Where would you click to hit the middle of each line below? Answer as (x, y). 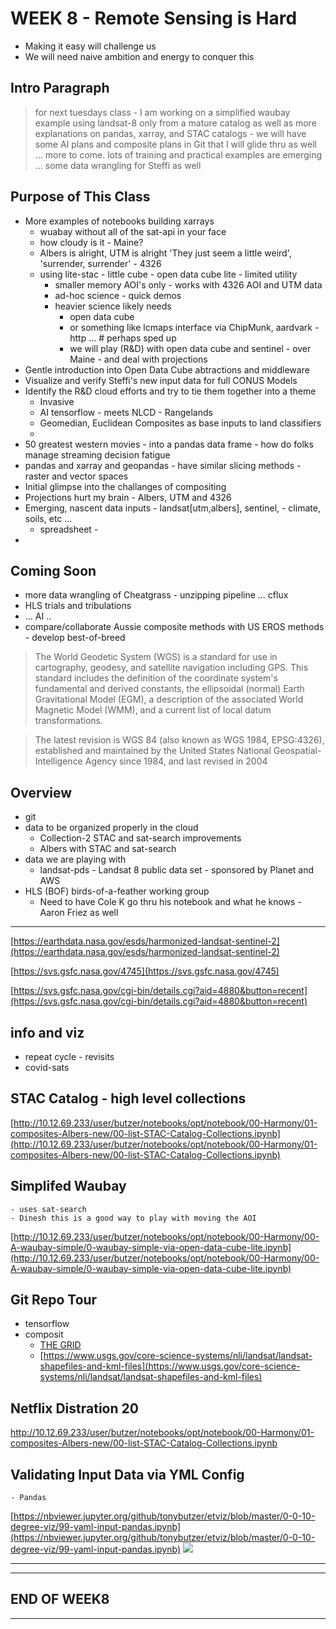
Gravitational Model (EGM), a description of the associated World (169, 699)
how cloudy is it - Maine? (91, 242)
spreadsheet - (69, 529)
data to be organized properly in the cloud (111, 828)
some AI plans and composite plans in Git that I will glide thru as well (175, 144)
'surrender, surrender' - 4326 (100, 263)
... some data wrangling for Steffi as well (118, 165)
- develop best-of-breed (75, 638)
